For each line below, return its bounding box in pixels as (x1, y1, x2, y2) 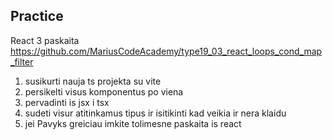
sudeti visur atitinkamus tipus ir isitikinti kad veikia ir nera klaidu (24, 107, 287, 119)
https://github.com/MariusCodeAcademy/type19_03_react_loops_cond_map (10, 45, 323, 57)
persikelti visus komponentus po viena (24, 85, 184, 98)
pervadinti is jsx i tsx (24, 96, 110, 108)
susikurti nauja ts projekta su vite (24, 75, 162, 87)
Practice (10, 8, 64, 25)
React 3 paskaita (10, 34, 80, 46)
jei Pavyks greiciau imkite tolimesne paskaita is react (24, 117, 242, 129)
